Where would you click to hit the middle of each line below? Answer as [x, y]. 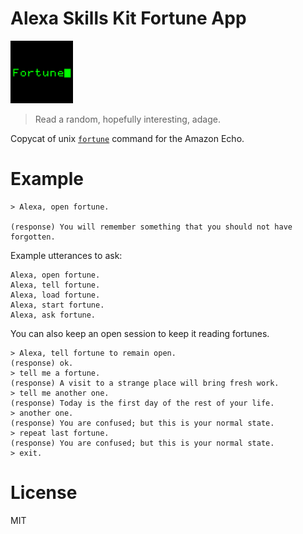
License [44, 493]
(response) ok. [42, 363]
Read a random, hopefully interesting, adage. [127, 119]
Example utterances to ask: [66, 255]
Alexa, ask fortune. [53, 315]
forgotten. [33, 237]
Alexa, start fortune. [57, 305]
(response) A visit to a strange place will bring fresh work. [145, 383]
